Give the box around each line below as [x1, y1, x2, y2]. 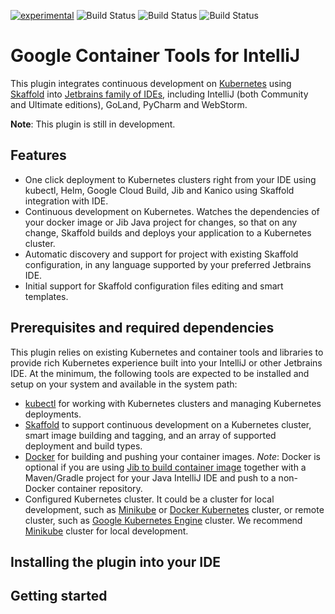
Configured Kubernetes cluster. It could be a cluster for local [24, 493, 275, 505]
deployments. [24, 408, 82, 420]
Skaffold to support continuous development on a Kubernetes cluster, [24, 418, 312, 430]
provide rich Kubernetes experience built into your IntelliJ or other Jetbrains [10, 356, 323, 369]
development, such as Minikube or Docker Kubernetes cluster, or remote [24, 503, 325, 515]
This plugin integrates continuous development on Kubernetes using [10, 77, 292, 89]
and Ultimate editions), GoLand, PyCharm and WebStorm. [10, 98, 248, 110]
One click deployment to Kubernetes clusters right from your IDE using [24, 173, 317, 185]
